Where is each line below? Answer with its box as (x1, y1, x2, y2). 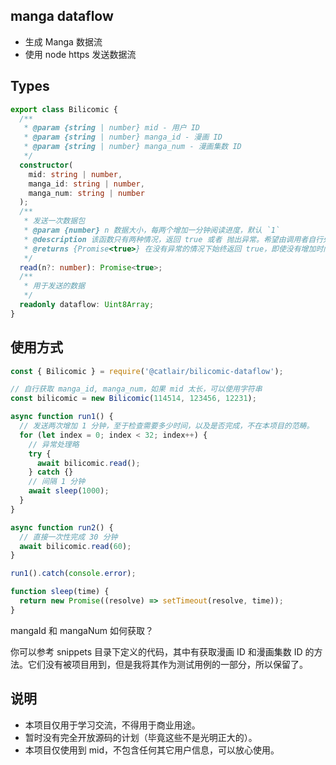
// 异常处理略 (28, 439, 80, 449)
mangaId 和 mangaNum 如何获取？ (10, 624, 154, 636)
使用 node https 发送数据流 (24, 48, 137, 60)
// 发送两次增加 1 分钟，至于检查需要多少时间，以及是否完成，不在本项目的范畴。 (19, 421, 315, 431)
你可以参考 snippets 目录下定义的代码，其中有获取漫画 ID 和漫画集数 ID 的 (10, 645, 315, 658)
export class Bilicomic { (10, 104, 118, 114)
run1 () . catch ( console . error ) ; (10, 569, 137, 579)
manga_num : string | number (28, 188, 145, 198)
